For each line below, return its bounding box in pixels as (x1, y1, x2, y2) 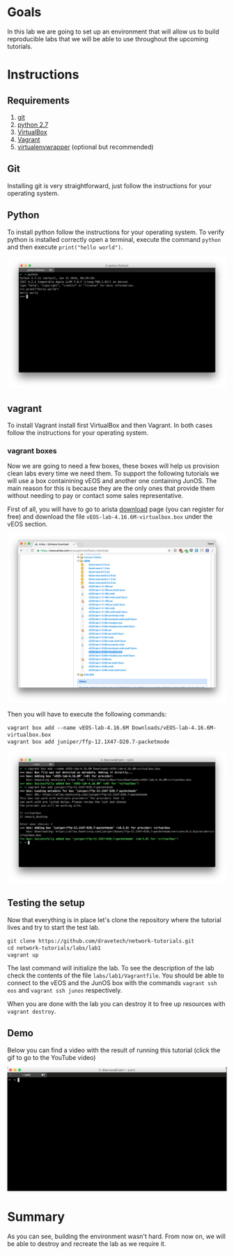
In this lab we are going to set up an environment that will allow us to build (7, 27, 219, 36)
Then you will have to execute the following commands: (7, 710, 167, 719)
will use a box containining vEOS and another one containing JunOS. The (7, 477, 217, 485)
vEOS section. (7, 520, 48, 529)
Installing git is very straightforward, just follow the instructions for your (7, 181, 212, 189)
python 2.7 (17, 120, 49, 129)
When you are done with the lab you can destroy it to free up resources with (7, 999, 226, 1007)
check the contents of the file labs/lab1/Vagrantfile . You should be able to (7, 971, 224, 980)
